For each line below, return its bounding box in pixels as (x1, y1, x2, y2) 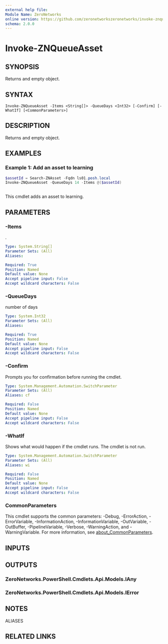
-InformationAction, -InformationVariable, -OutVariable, (34, 519, 148, 525)
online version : (5, 16, 39, 21)
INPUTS (5, 544, 30, 552)
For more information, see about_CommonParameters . (41, 529, 153, 535)
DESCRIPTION (5, 121, 50, 130)
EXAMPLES (5, 149, 41, 158)
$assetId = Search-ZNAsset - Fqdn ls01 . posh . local (5, 175, 111, 180)
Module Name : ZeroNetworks (5, 12, 61, 17)
